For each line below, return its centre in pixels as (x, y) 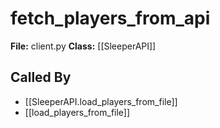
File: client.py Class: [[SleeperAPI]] (83, 46)
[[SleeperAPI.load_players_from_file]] (101, 101)
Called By (41, 77)
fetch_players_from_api (110, 18)
